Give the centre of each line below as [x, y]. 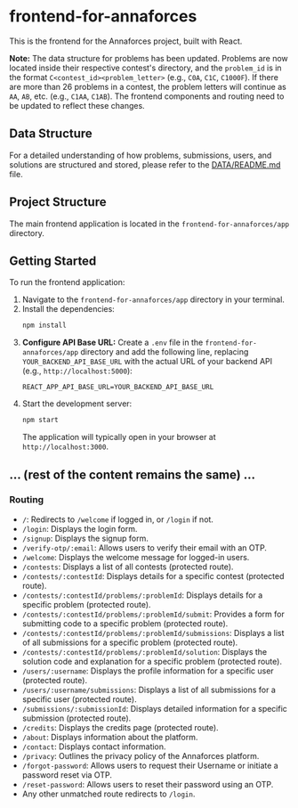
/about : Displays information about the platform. [110, 737]
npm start [40, 420]
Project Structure [58, 202]
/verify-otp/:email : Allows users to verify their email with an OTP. [144, 547]
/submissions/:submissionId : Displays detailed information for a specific [154, 708]
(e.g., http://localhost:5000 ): [77, 371]
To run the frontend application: [67, 282]
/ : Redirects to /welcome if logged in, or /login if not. [117, 519]
